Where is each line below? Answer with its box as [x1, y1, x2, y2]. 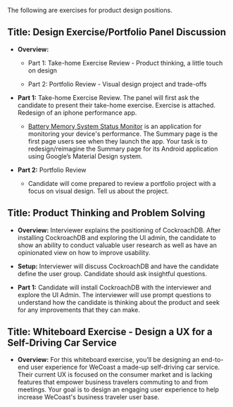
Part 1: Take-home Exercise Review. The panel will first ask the [17, 93, 199, 101]
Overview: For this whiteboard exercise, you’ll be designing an [17, 356, 200, 364]
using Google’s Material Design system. [27, 151, 143, 161]
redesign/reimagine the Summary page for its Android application [27, 144, 218, 153]
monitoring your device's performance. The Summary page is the [27, 130, 218, 138]
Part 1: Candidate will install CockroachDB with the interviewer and [17, 283, 212, 292]
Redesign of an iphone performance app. [17, 108, 137, 117]
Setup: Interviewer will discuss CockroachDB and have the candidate [17, 262, 220, 270]
